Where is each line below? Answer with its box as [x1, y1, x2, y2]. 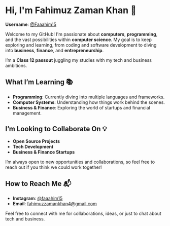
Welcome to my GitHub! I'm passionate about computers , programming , [5, 31, 158, 37]
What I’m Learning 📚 [5, 78, 74, 87]
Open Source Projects [12, 138, 60, 144]
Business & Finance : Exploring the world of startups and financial [12, 104, 151, 110]
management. [12, 110, 42, 116]
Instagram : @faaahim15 [12, 195, 63, 202]
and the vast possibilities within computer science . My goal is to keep [5, 36, 152, 43]
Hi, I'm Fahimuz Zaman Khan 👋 [5, 5, 137, 16]
